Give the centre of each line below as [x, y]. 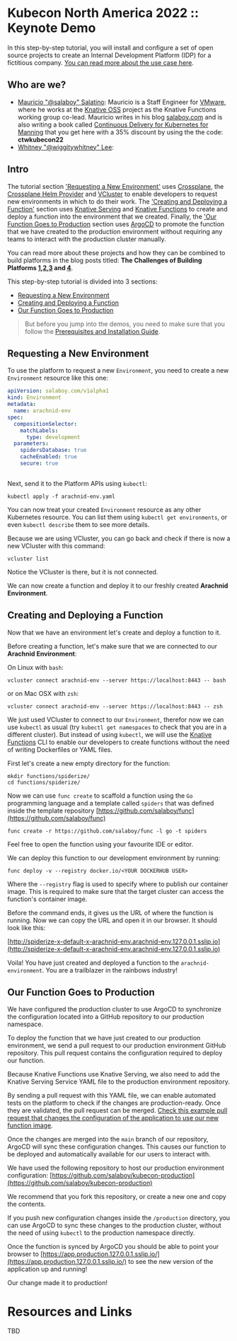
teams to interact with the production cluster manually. [87, 239]
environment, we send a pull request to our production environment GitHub [117, 1045]
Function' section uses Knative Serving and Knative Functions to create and [117, 209]
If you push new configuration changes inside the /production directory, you [119, 1218]
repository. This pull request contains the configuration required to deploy [115, 1053]
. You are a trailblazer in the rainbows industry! [110, 970]
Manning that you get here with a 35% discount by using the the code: [120, 132]
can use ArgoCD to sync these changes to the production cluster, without [114, 1226]
